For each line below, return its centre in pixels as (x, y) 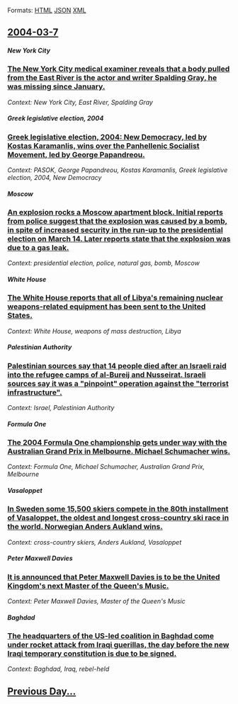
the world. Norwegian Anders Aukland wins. (85, 527)
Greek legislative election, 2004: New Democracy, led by (107, 137)
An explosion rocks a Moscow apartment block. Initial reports (115, 212)
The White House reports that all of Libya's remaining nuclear (115, 298)
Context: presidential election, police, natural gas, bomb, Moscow (103, 263)
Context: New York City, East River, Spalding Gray (80, 102)
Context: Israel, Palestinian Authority (61, 408)
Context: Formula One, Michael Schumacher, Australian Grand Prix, (106, 467)
